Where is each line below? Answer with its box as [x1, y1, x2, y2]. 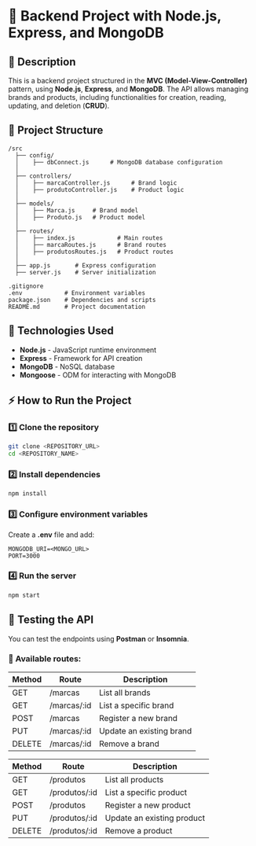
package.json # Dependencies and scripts [8, 296, 156, 303]
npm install [8, 490, 47, 498]
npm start [8, 591, 41, 599]
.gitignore [8, 282, 44, 290]
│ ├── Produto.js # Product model [15, 213, 146, 221]
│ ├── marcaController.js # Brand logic [15, 178, 177, 187]
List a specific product [104, 786, 188, 797]
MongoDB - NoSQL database [19, 362, 115, 371]
